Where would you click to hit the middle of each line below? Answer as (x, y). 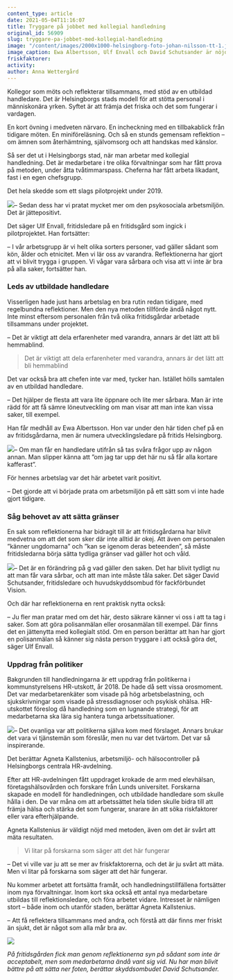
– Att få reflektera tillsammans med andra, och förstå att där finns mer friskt (115, 920)
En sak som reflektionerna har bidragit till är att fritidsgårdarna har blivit (109, 532)
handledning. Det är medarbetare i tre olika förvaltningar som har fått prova (114, 162)
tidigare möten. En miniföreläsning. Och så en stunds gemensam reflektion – (116, 134)
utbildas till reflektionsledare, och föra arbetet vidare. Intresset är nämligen (114, 900)
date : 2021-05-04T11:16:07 (46, 20)
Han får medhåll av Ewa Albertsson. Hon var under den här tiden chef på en (115, 428)
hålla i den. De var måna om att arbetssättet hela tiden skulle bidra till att (110, 802)
